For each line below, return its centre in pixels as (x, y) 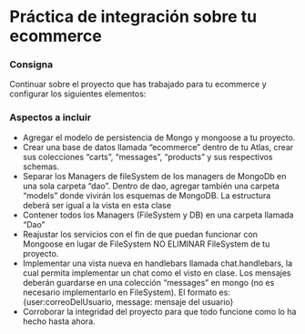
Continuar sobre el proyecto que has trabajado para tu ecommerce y (138, 85)
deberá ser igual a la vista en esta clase (97, 205)
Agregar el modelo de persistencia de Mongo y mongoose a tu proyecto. (159, 137)
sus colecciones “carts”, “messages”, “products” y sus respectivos (147, 157)
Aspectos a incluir (51, 117)
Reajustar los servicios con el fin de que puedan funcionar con (140, 234)
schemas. (41, 167)
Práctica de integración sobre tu (133, 17)
